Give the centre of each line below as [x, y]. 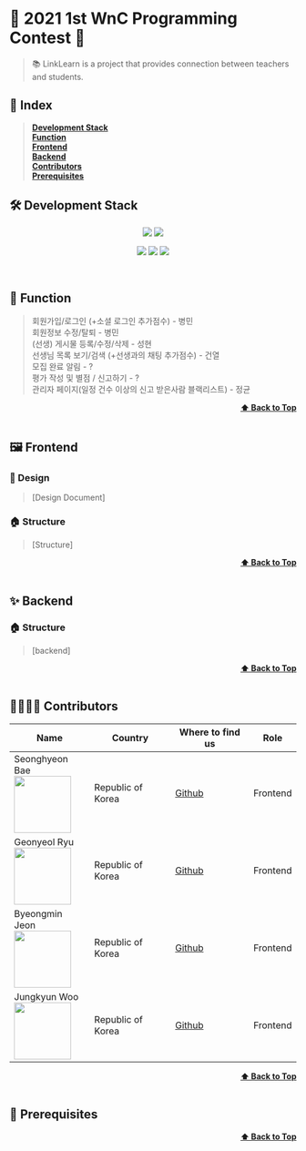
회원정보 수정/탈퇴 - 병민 [75, 332]
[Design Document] [68, 498]
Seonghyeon [41, 759]
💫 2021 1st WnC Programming [124, 19]
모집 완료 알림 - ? [62, 367]
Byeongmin [38, 913]
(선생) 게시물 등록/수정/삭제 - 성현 [92, 344]
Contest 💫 [47, 38]
